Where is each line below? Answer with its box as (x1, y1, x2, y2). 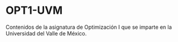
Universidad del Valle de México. (5, 29, 87, 37)
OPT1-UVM (5, 4, 63, 17)
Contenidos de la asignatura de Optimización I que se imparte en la (5, 23, 172, 31)
